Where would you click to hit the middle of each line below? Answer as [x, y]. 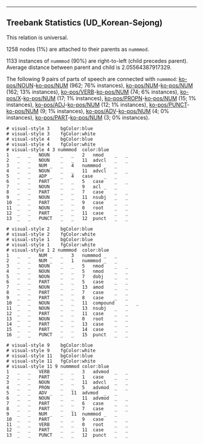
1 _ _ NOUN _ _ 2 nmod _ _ [67, 155]
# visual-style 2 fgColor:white [51, 234]
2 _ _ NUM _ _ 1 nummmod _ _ [62, 260]
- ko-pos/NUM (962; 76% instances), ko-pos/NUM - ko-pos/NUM [113, 85]
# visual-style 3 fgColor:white [51, 134]
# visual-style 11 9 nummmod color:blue [58, 366]
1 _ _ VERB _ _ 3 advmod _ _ [67, 372]
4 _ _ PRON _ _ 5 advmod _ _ [67, 387]
